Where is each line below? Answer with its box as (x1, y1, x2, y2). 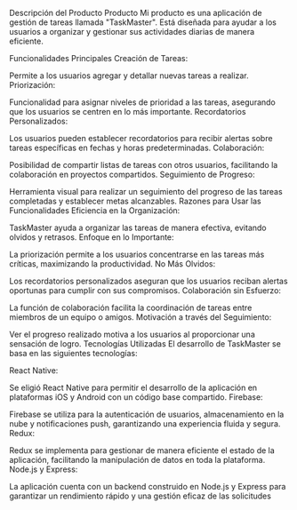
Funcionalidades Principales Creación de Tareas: (9, 53, 189, 63)
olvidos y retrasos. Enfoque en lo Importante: (9, 232, 175, 243)
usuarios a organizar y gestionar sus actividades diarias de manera (9, 27, 255, 36)
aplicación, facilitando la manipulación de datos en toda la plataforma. (9, 455, 266, 465)
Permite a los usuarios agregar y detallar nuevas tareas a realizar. (9, 70, 249, 81)
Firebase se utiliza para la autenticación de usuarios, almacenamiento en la (9, 409, 285, 419)
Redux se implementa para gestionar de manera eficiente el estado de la (9, 445, 276, 456)
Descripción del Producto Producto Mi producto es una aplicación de (9, 8, 262, 18)
